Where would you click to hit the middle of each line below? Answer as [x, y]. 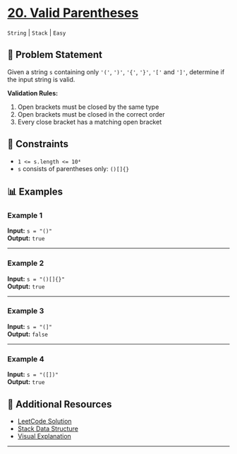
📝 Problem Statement [55, 55]
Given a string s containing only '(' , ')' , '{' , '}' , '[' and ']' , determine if [116, 71]
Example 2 [26, 263]
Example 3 [26, 311]
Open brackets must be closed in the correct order [91, 114]
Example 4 [26, 359]
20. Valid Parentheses [73, 13]
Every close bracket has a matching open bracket [90, 122]
